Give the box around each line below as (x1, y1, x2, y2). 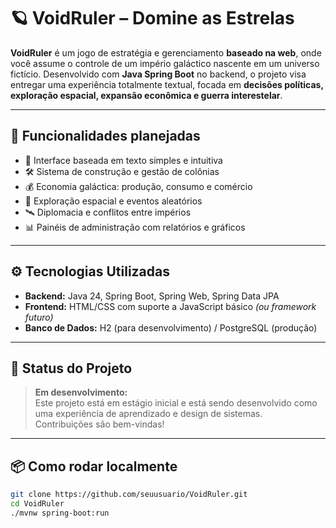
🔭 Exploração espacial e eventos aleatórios (24, 195, 203, 207)
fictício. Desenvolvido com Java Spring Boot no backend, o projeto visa (10, 68, 307, 80)
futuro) (24, 311, 54, 323)
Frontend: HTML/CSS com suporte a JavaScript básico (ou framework (24, 300, 317, 312)
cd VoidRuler (10, 499, 65, 509)
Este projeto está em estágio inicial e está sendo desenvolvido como (34, 397, 318, 409)
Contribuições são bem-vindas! (34, 418, 165, 430)
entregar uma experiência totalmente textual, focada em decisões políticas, (10, 78, 324, 90)
